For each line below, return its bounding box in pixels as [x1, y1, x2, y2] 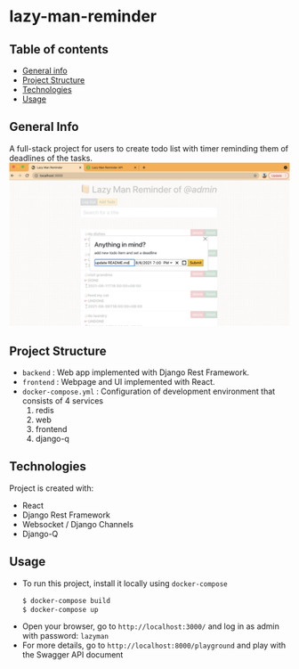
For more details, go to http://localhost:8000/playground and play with [21, 640, 287, 650]
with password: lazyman [21, 630, 109, 640]
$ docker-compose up [21, 605, 99, 614]
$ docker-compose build [21, 596, 111, 605]
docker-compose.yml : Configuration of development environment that [21, 386, 276, 396]
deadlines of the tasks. [9, 152, 93, 163]
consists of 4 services [21, 395, 104, 406]
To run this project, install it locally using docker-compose [21, 577, 229, 589]
